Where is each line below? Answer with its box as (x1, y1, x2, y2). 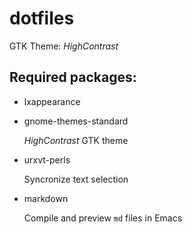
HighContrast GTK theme (23, 134, 129, 146)
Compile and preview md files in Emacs (23, 212, 183, 224)
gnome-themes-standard (23, 115, 129, 127)
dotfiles (9, 7, 75, 30)
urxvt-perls (23, 153, 71, 166)
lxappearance (23, 95, 81, 107)
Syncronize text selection (23, 173, 129, 185)
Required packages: (9, 69, 137, 86)
